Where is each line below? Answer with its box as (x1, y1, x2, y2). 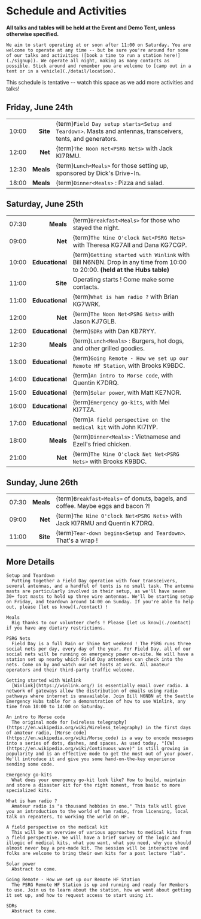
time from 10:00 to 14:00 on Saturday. (6, 704, 106, 710)
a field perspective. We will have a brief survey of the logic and (6, 835, 181, 841)
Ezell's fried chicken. (72, 440, 132, 448)
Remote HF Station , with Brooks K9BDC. (72, 361, 185, 370)
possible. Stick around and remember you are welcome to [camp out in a (6, 63, 191, 69)
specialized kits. (6, 788, 52, 794)
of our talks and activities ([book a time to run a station (6, 52, 162, 58)
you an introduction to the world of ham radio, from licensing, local (6, 809, 188, 815)
